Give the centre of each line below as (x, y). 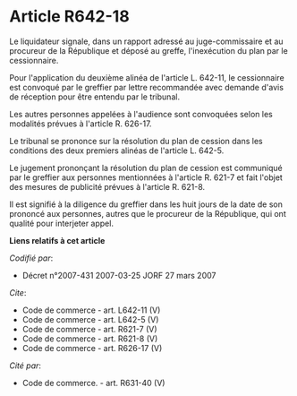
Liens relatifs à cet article (57, 240)
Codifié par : (31, 258)
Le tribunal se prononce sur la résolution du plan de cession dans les (136, 141)
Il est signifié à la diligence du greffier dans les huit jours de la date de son (146, 204)
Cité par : (25, 366)
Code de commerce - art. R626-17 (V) (92, 348)
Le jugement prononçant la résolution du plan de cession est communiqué (146, 168)
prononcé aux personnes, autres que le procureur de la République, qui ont (148, 213)
